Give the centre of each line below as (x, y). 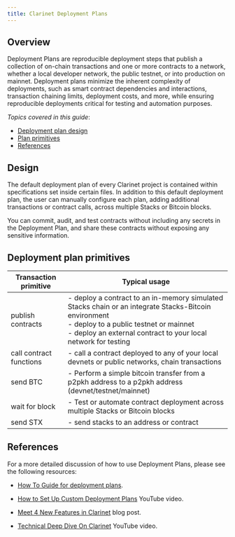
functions (26, 362)
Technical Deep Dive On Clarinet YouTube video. (87, 526)
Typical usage (146, 282)
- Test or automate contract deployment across (145, 402)
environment (88, 315)
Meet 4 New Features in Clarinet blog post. (79, 512)
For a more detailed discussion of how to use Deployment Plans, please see (116, 464)
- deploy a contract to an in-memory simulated (145, 298)
